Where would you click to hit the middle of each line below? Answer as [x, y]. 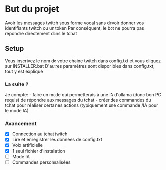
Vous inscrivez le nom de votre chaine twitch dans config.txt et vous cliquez [83, 61]
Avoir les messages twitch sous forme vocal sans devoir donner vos [75, 23]
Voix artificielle [28, 145]
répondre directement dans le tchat [41, 33]
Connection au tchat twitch [40, 134]
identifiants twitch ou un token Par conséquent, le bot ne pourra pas [75, 28]
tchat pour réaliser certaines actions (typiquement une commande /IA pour [82, 105]
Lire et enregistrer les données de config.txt [57, 140]
